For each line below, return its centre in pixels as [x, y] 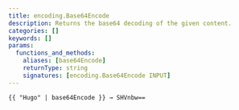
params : [21, 46]
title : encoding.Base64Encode [59, 16]
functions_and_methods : [55, 53]
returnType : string [56, 68]
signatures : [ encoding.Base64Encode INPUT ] [97, 75]
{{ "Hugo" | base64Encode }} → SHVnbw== [77, 97]
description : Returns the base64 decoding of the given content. [120, 23]
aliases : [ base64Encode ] [64, 61]
